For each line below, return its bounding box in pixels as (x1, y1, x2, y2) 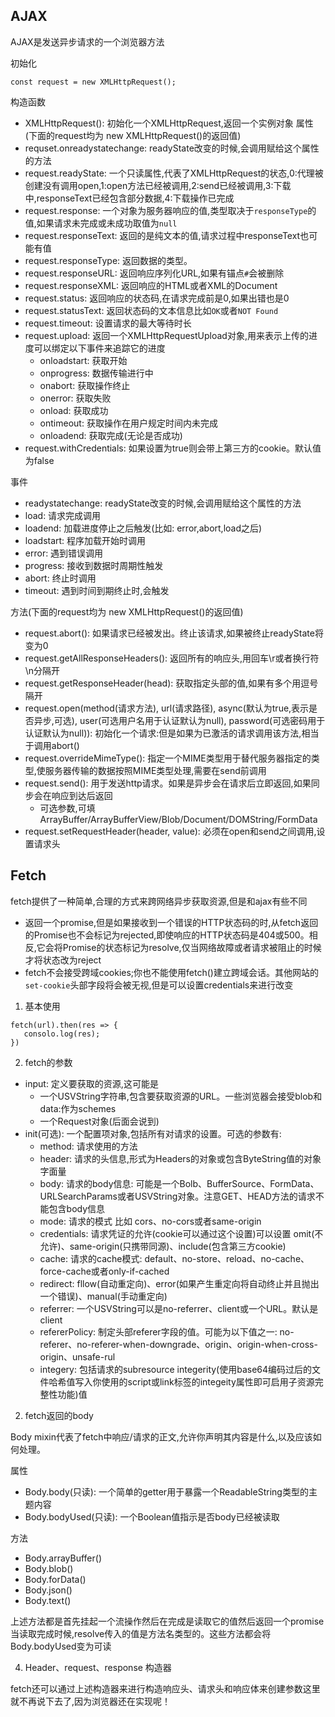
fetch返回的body (24, 1409, 94, 1421)
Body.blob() (24, 1562, 74, 1574)
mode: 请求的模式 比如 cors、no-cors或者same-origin (39, 1215, 262, 1227)
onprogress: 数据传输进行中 (39, 367, 154, 379)
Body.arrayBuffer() (24, 1552, 102, 1564)
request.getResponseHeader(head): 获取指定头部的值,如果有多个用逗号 (24, 677, 319, 689)
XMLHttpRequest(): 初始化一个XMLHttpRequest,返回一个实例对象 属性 (24, 117, 314, 129)
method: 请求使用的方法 (39, 1140, 138, 1152)
